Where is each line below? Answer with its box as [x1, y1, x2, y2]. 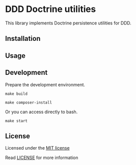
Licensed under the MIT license [5, 145, 70, 151]
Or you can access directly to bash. [5, 109, 78, 115]
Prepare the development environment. [5, 81, 85, 88]
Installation [5, 34, 41, 43]
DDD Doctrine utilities [5, 3, 96, 15]
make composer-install [5, 100, 52, 105]
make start [5, 118, 28, 123]
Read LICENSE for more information [5, 155, 78, 161]
